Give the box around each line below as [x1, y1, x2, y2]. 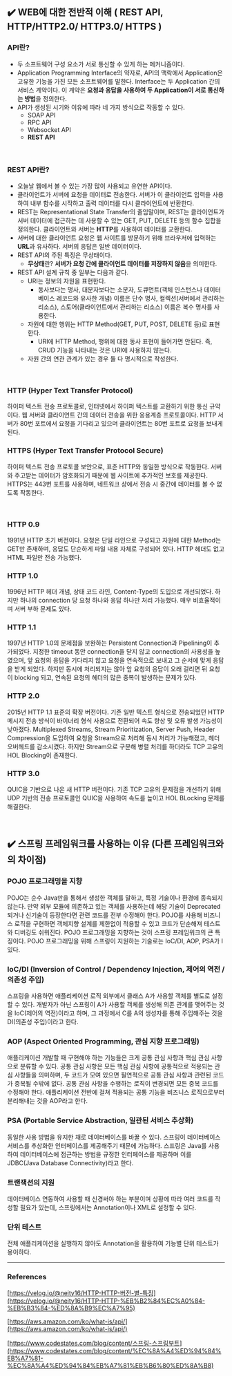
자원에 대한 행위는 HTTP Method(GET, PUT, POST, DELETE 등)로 [27, 320, 208, 328]
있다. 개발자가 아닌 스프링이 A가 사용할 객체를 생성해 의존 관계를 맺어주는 [21, 1001, 217, 1009]
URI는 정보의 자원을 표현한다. [27, 276, 106, 285]
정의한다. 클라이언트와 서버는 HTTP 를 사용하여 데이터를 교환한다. [17, 225, 193, 233]
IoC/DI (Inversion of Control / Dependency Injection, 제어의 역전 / [7, 964, 225, 974]
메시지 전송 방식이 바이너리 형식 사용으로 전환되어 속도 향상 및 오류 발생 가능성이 [7, 716, 223, 724]
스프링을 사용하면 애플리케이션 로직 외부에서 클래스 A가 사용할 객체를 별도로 [7, 992, 211, 1000]
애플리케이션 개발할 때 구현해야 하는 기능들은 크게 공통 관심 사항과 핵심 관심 [7, 1053, 210, 1062]
